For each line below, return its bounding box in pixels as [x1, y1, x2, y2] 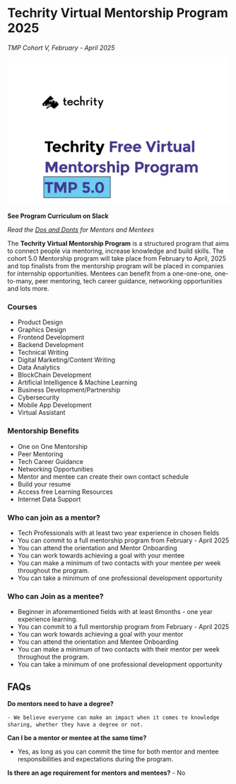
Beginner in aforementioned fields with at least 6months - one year [17, 608, 213, 616]
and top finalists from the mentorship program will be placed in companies [7, 262, 224, 271]
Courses [7, 302, 37, 312]
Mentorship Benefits [7, 426, 80, 436]
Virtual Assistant [17, 409, 66, 417]
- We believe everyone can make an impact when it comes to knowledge [7, 714, 220, 722]
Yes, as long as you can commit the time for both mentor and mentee [17, 747, 219, 756]
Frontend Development [17, 333, 85, 341]
